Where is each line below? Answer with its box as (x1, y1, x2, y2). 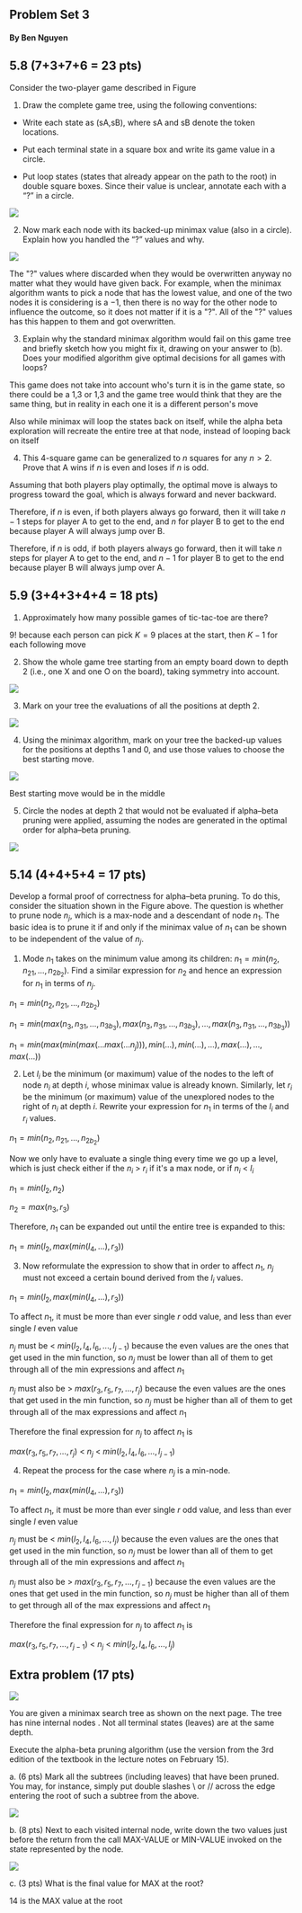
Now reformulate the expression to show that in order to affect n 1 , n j (22, 1260, 274, 1273)
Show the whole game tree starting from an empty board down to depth (22, 656, 289, 667)
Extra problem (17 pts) (9, 1667, 135, 1682)
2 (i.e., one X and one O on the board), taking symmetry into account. (22, 665, 280, 677)
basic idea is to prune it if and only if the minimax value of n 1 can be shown (9, 921, 288, 935)
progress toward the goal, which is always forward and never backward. (9, 489, 277, 500)
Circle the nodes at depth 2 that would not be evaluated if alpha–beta (22, 805, 279, 816)
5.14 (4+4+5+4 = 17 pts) (9, 868, 147, 882)
